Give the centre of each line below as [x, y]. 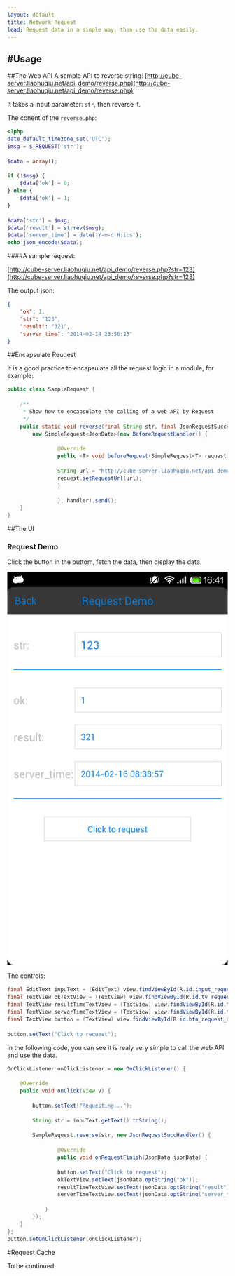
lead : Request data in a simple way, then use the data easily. [103, 29]
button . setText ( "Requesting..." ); [83, 1106]
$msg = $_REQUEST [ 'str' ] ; [45, 146]
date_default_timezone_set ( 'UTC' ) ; [59, 139]
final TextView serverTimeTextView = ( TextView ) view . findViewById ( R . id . [117, 1012]
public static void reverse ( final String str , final [98, 427]
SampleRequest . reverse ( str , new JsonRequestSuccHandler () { [122, 1135]
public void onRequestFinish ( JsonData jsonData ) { [133, 1157]
